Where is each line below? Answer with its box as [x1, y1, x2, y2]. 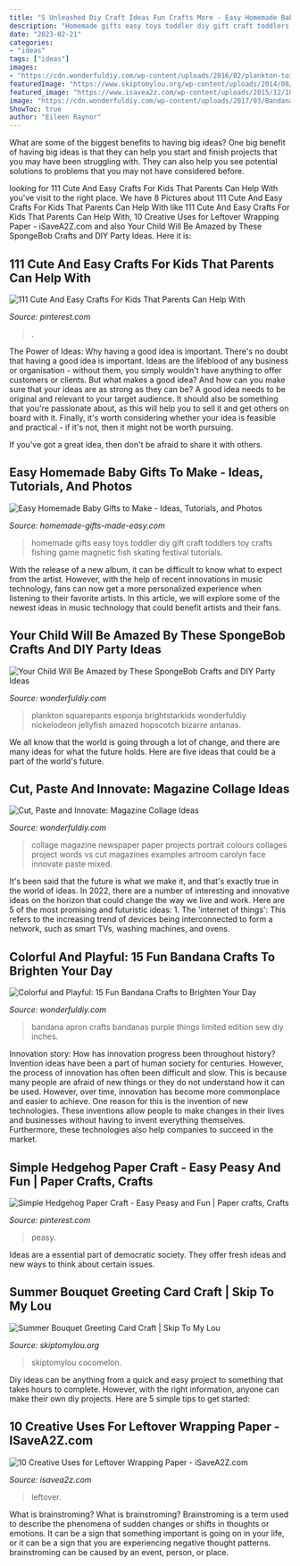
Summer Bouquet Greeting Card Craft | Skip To [9, 1285, 275, 1300]
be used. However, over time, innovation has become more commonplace [9, 1086, 280, 1097]
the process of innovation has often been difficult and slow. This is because [9, 1068, 287, 1078]
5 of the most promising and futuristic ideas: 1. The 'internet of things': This [9, 904, 287, 916]
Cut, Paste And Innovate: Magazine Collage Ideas [9, 781, 290, 796]
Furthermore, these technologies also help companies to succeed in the [9, 1125, 274, 1135]
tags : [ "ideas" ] [9, 54, 70, 63]
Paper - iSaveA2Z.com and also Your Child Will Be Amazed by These [9, 221, 262, 232]
